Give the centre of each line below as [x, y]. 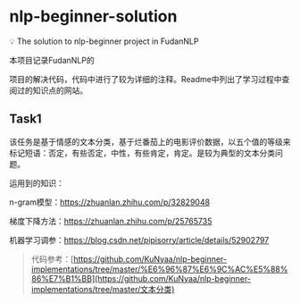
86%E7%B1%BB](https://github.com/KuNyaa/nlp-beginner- [141, 278]
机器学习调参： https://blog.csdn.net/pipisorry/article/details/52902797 [139, 240]
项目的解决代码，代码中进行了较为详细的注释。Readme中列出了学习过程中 [146, 79]
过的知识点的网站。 [52, 90]
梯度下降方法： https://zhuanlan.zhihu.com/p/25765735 [111, 221]
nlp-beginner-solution [93, 17]
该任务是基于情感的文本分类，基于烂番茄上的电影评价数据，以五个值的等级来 [150, 141]
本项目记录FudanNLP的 [52, 60]
